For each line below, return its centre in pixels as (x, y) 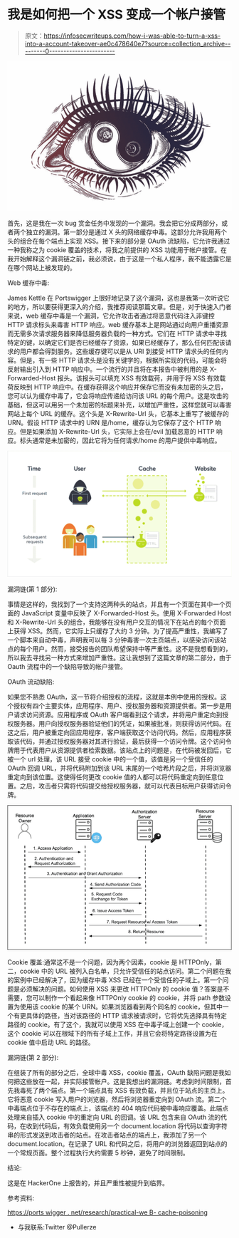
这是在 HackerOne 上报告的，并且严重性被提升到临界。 (88, 1182)
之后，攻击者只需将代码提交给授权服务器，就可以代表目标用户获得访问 (122, 786)
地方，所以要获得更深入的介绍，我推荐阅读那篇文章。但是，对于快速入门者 (122, 306)
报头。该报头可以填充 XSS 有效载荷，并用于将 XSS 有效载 (142, 378)
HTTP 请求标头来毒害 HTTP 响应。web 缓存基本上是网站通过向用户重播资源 (118, 324)
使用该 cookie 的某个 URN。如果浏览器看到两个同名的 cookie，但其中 (121, 1006)
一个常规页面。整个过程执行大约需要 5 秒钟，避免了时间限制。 (99, 1153)
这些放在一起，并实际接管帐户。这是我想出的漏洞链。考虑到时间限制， (122, 1081)
